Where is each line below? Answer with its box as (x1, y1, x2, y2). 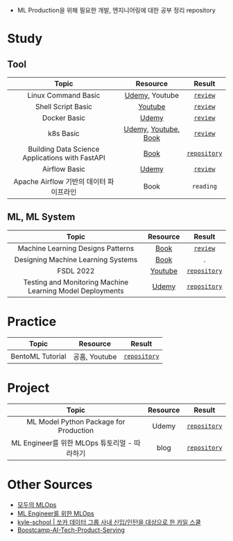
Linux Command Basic (27, 91, 101, 100)
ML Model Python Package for (26, 417, 126, 427)
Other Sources (7, 476, 93, 492)
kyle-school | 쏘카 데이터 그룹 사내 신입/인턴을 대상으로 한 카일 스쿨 (17, 517, 201, 526)
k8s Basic (47, 129, 80, 138)
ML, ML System (7, 211, 76, 223)
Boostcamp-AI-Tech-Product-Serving (17, 526, 125, 534)
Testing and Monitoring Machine (23, 277, 129, 286)
